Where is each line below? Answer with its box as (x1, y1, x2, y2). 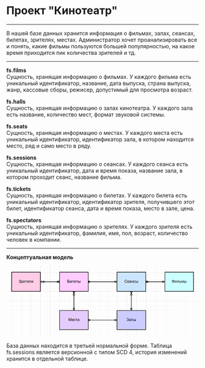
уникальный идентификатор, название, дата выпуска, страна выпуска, (6, 79, 191, 87)
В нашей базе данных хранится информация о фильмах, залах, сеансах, (6, 29, 195, 37)
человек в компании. (6, 236, 62, 243)
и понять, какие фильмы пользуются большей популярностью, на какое (6, 42, 195, 49)
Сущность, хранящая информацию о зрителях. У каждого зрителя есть (6, 223, 193, 230)
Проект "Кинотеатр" (6, 4, 118, 18)
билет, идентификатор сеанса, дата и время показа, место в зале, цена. (6, 204, 195, 212)
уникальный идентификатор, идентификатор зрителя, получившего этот (6, 198, 195, 205)
